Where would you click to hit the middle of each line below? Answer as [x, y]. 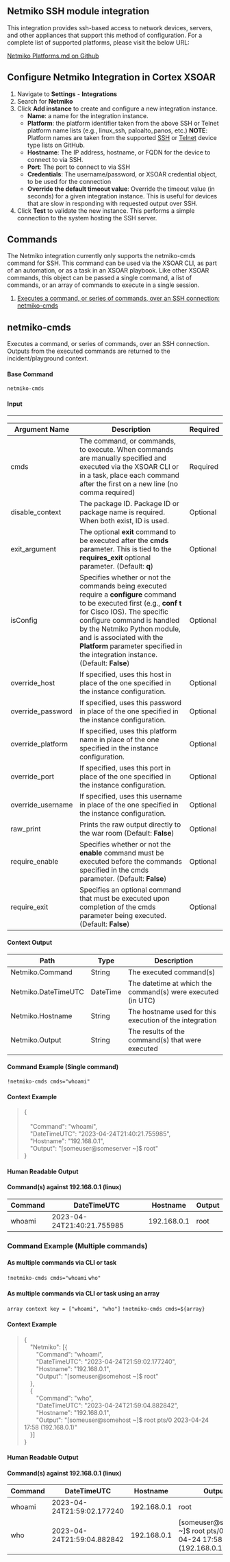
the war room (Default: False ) [127, 833]
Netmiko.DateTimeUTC [47, 991]
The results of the [156, 1031]
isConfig [24, 620]
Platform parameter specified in [131, 646]
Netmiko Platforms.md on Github [53, 56]
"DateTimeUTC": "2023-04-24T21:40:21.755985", [100, 1134]
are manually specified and [123, 458]
